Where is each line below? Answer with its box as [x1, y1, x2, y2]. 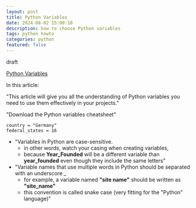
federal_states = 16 [6, 128, 58, 134]
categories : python [6, 36, 55, 42]
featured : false [6, 42, 46, 48]
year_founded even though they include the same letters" [23, 157, 166, 164]
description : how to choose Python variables [6, 25, 121, 32]
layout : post [6, 8, 39, 15]
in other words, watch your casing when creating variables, [23, 144, 169, 151]
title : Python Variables [6, 14, 68, 20]
